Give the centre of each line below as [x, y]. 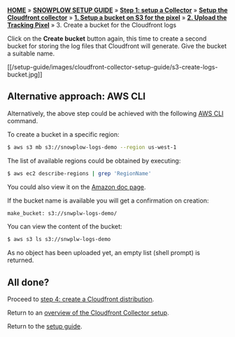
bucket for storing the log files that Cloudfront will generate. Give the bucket [117, 46]
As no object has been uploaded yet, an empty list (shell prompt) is [104, 253]
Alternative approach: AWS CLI [76, 96]
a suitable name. [31, 53]
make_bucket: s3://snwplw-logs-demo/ [62, 213]
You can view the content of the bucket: [65, 226]
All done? [28, 282]
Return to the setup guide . [45, 326]
